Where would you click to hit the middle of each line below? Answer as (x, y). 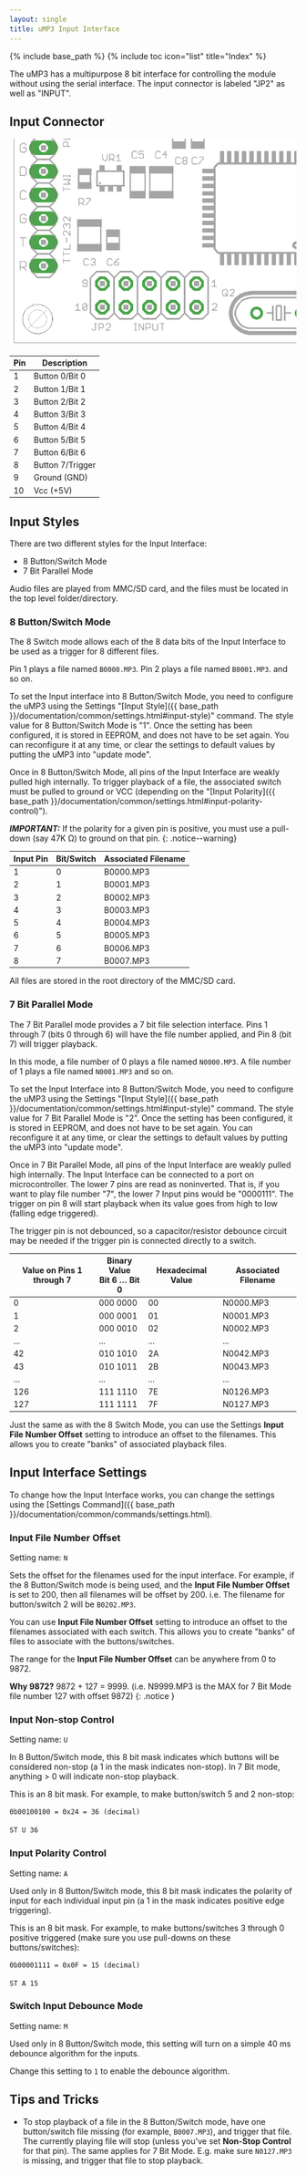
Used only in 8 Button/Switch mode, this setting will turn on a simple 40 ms (150, 2044)
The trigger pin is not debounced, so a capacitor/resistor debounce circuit (148, 1230)
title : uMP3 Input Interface (65, 29)
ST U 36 (24, 1830)
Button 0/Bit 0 (60, 376)
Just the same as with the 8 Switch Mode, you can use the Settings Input (147, 1424)
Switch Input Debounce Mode (76, 2006)
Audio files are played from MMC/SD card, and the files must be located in (149, 588)
